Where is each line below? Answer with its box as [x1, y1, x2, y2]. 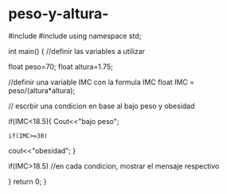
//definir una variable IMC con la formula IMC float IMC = [8, 77, 195, 87]
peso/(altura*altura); [8, 85, 76, 95]
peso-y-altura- [8, 5, 109, 23]
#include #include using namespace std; [8, 31, 142, 41]
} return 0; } [8, 177, 47, 186]
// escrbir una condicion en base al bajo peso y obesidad [8, 101, 195, 111]
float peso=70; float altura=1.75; [8, 61, 113, 72]
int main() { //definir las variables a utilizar [8, 46, 146, 56]
